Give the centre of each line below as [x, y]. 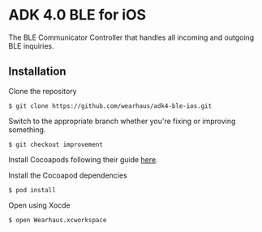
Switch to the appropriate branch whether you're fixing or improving [122, 121]
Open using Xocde [39, 205]
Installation [37, 72]
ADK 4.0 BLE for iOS [77, 15]
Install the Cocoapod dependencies [68, 175]
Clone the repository [43, 91]
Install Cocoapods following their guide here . [83, 159]
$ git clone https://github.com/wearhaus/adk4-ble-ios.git [110, 106]
